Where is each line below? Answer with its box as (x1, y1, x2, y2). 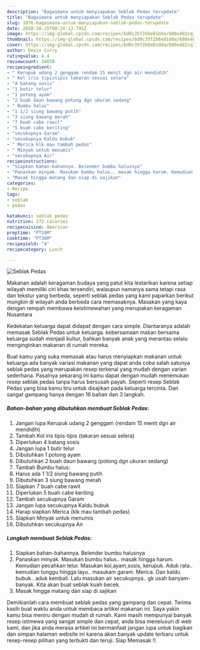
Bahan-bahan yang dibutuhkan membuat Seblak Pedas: (7, 404, 150, 411)
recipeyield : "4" (7, 240, 50, 247)
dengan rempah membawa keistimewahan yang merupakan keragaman (7, 305, 182, 312)
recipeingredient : (7, 64, 52, 70)
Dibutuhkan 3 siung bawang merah (15, 477, 101, 484)
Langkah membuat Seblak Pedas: (7, 534, 93, 542)
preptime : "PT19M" (7, 230, 52, 236)
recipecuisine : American (7, 224, 68, 230)
